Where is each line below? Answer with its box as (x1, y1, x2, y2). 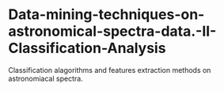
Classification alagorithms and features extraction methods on (8, 65, 211, 74)
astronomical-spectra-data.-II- (8, 22, 217, 40)
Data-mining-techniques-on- (8, 6, 205, 24)
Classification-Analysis (8, 40, 166, 57)
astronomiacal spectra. (8, 74, 83, 83)
